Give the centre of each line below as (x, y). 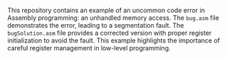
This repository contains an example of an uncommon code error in (106, 10)
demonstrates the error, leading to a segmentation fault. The (96, 25)
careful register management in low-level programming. (89, 48)
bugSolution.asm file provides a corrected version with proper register (110, 33)
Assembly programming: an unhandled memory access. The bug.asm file (113, 18)
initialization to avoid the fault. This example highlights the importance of (114, 41)
